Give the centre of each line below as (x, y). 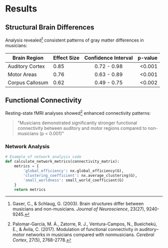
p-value (147, 58)
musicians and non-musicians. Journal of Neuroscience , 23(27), (79, 209)
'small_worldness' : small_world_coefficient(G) (73, 180)
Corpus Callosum (28, 82)
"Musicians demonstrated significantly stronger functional (77, 123)
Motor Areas (22, 74)
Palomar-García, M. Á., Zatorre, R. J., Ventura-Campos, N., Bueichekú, (85, 224)
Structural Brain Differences (50, 27)
